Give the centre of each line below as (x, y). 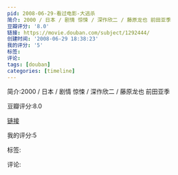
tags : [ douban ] (29, 65)
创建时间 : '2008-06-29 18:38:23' (53, 39)
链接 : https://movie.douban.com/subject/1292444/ (78, 33)
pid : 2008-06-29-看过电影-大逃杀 (51, 13)
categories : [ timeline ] (41, 71)
